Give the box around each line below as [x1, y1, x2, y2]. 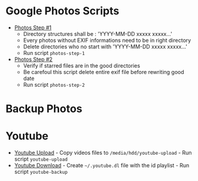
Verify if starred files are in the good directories [23, 62, 141, 69]
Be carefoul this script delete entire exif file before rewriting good [23, 68, 185, 75]
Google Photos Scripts [5, 4, 120, 18]
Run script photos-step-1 [23, 49, 85, 56]
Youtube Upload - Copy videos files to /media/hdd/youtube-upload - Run [14, 149, 192, 157]
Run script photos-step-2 [23, 81, 85, 88]
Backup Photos [5, 102, 83, 116]
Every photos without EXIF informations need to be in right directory [23, 36, 191, 44]
